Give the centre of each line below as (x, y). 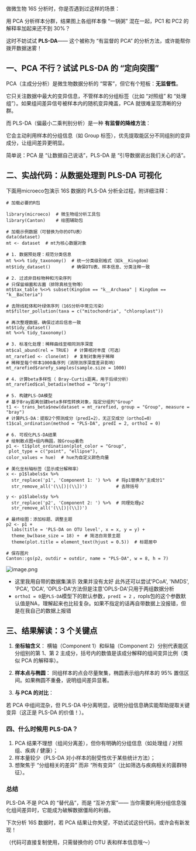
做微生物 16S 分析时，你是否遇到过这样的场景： (63, 8)
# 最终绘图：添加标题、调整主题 (39, 519)
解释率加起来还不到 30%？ (38, 28)
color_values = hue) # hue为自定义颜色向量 (58, 457)
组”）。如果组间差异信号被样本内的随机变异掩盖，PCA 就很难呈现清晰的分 (94, 103)
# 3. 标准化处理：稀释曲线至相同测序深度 (50, 344)
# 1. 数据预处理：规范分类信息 (39, 254)
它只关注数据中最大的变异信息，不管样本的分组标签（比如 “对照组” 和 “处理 (96, 96)
